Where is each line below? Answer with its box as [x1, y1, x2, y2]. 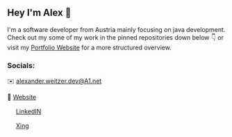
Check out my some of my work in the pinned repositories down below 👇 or [7, 33, 224, 42]
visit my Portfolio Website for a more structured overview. [7, 43, 172, 51]
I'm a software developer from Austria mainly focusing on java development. [7, 25, 226, 33]
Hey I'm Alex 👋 [7, 7, 72, 19]
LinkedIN [15, 107, 42, 115]
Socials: [7, 61, 35, 70]
